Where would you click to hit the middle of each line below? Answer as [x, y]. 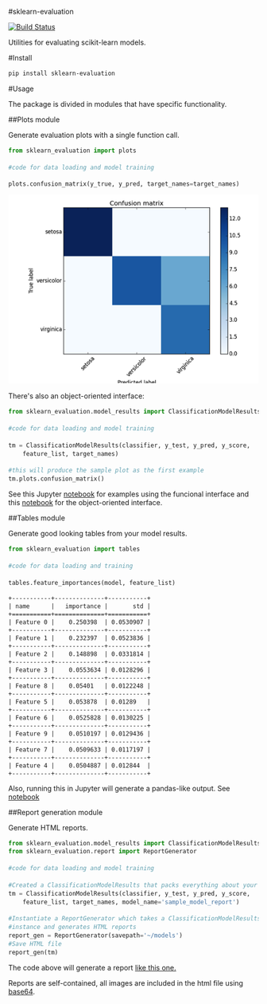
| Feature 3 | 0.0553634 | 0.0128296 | [79, 670]
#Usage [21, 88]
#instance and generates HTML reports [72, 928]
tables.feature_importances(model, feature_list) [92, 582]
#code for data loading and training [71, 566]
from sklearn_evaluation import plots [72, 151]
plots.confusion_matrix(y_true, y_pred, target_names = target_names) [124, 184]
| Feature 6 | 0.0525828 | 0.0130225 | [79, 718]
